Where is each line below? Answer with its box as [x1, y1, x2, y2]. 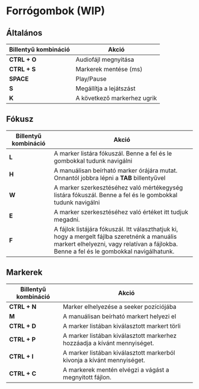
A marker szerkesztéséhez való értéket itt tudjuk [54, 208, 188, 216]
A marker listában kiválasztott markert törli [63, 322, 181, 330]
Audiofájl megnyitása [75, 55, 134, 64]
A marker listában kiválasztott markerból [63, 349, 175, 357]
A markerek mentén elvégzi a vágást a [63, 365, 169, 374]
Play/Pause [75, 75, 107, 83]
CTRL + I [9, 352, 34, 360]
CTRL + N [9, 302, 37, 311]
